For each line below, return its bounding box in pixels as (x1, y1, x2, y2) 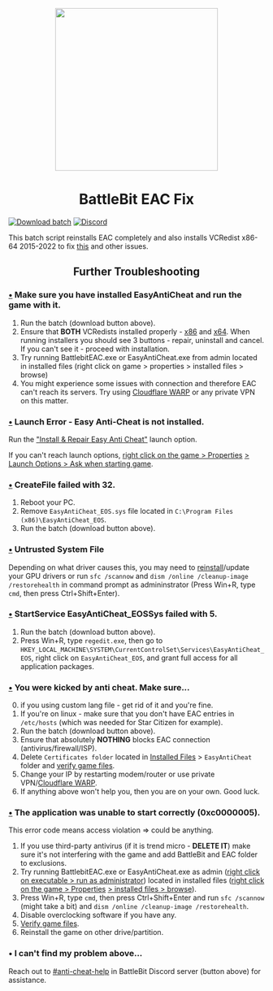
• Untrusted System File (8, 544, 104, 555)
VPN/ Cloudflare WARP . (19, 778, 97, 788)
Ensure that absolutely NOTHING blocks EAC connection (19, 735, 211, 745)
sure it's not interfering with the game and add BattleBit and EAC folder (19, 850, 258, 859)
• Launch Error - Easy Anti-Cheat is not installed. (8, 415, 205, 427)
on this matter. (19, 395, 69, 406)
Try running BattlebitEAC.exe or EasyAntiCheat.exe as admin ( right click (19, 867, 260, 877)
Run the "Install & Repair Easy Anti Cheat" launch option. (8, 434, 197, 444)
